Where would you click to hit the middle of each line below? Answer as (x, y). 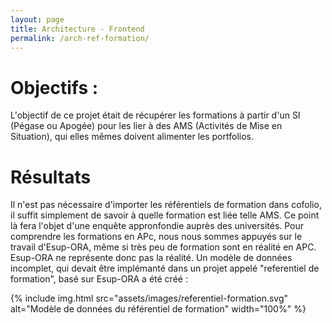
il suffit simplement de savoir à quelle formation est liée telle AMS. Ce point (165, 215)
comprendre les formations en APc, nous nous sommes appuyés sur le (156, 237)
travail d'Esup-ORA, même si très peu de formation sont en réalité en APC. (163, 247)
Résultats (51, 177)
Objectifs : (54, 87)
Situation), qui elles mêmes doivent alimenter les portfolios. (132, 137)
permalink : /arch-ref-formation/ (80, 38)
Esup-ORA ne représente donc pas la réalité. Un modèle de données (151, 258)
